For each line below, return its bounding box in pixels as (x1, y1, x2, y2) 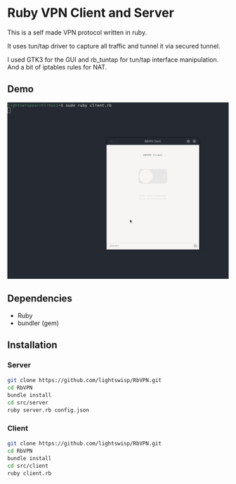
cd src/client (7, 462, 49, 469)
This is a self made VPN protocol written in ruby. (7, 28, 147, 37)
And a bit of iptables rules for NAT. (7, 63, 107, 71)
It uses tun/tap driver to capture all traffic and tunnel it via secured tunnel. (7, 41, 221, 50)
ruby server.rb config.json (7, 406, 90, 414)
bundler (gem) (17, 318, 60, 327)
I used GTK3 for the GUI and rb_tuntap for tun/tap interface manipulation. (7, 55, 219, 64)
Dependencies (7, 293, 72, 305)
